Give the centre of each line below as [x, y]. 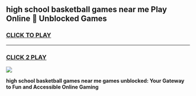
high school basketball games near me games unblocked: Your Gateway [95, 80]
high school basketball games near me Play [87, 10]
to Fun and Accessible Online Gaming [52, 87]
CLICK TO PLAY [29, 35]
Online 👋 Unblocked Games [57, 19]
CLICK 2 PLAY [26, 57]
